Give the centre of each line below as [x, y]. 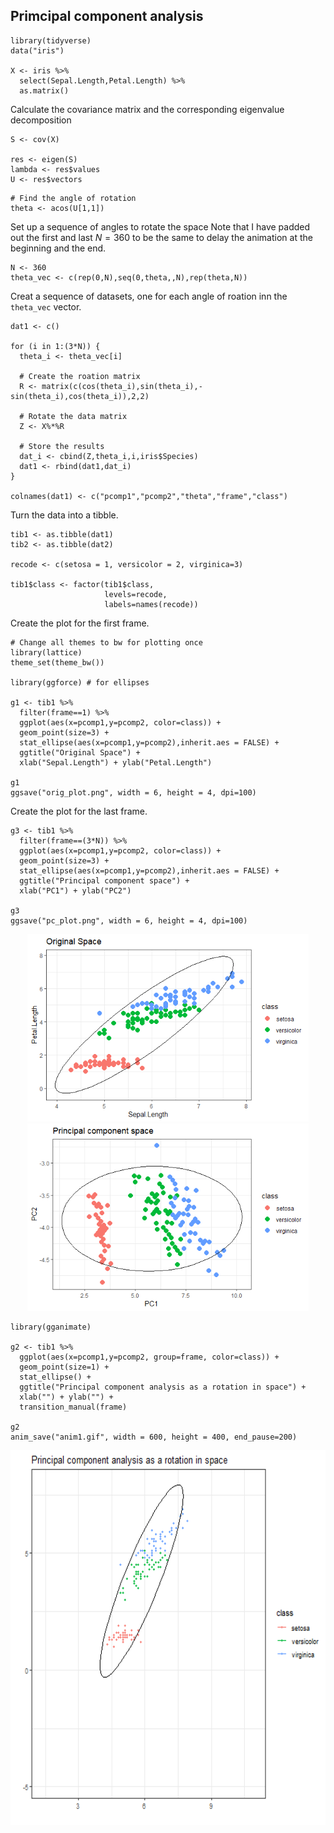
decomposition [41, 120]
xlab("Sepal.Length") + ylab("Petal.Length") [116, 762]
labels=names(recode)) [151, 604]
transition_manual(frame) [73, 1407]
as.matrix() [44, 90]
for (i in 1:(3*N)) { [55, 346]
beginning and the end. [58, 248]
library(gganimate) [51, 1327]
